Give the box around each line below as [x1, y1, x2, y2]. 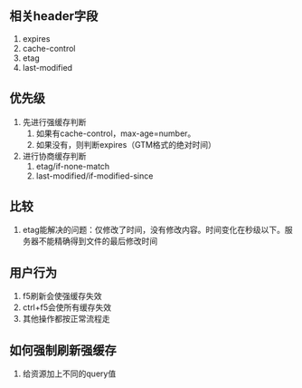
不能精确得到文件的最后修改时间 [38, 236, 158, 247]
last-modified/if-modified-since [35, 170, 154, 181]
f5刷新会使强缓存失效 [22, 291, 102, 302]
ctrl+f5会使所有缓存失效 [22, 302, 112, 313]
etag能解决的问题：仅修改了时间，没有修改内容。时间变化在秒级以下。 [22, 225, 286, 236]
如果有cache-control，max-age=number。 [35, 128, 196, 139]
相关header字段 [9, 8, 99, 24]
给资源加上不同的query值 [22, 368, 117, 379]
